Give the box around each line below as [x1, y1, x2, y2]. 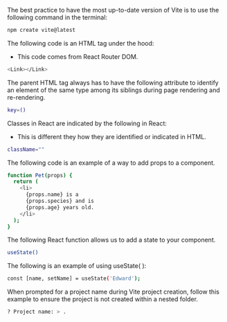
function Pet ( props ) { [7, 172, 73, 179]
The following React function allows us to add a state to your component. [7, 235, 216, 244]
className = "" [7, 145, 45, 153]
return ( [13, 178, 39, 186]
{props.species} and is [25, 197, 95, 204]
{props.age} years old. [25, 204, 95, 211]
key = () [7, 107, 26, 114]
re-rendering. [7, 93, 46, 101]
